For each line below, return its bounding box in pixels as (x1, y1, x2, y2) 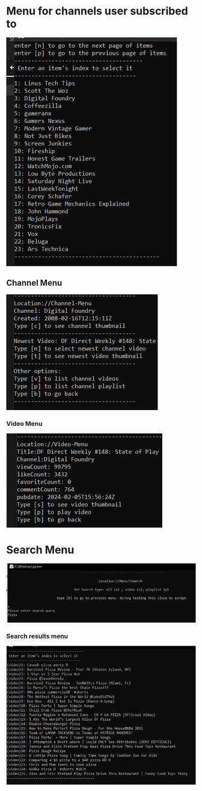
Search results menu (6, 632, 69, 640)
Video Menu (6, 419, 43, 427)
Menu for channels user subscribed (6, 4, 188, 18)
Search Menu (6, 543, 75, 557)
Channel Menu (6, 278, 63, 288)
